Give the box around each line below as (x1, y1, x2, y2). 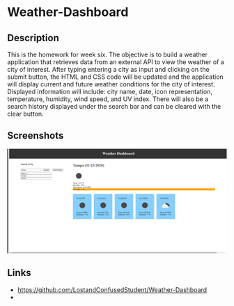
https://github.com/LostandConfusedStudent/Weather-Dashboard (17, 285, 208, 293)
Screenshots (7, 130, 64, 141)
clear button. (7, 109, 44, 118)
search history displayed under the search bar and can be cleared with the (7, 102, 221, 110)
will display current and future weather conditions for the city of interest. (7, 80, 215, 88)
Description (7, 32, 59, 44)
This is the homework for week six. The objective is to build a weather (7, 50, 208, 59)
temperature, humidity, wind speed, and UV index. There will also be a (7, 95, 209, 103)
